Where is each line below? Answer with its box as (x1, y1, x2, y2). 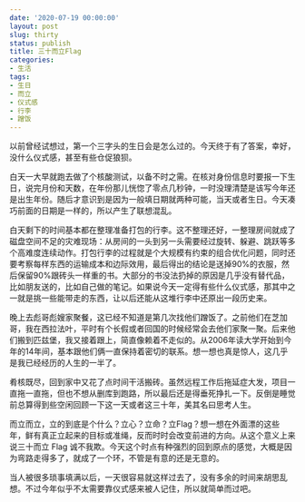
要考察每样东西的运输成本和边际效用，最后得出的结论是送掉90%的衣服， (9, 259, 282, 270)
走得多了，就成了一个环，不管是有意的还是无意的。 (33, 453, 224, 464)
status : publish (9, 38, 71, 48)
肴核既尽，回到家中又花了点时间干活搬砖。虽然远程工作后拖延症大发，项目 (9, 377, 288, 388)
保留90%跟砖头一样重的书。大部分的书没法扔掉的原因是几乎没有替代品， (16, 270, 290, 281)
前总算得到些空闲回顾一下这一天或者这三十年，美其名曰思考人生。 (9, 399, 256, 410)
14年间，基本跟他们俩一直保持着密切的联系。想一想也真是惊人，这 (25, 346, 272, 357)
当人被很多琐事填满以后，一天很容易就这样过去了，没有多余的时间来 (9, 472, 264, 483)
